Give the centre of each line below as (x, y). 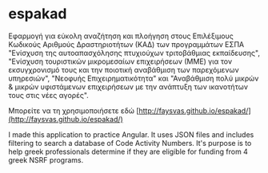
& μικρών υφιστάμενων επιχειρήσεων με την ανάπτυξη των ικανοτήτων (128, 86)
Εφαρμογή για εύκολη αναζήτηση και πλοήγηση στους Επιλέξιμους (121, 36)
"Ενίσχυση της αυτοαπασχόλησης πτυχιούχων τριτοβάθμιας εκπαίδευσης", (134, 53)
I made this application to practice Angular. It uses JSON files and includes (131, 134)
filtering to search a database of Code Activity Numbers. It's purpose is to (130, 143)
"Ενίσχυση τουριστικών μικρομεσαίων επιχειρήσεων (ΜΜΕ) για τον (120, 61)
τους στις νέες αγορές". (49, 95)
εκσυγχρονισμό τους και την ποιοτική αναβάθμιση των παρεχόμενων (124, 69)
